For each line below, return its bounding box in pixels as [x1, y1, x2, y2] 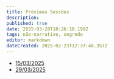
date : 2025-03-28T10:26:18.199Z [6, 26, 88, 32]
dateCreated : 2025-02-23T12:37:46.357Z [6, 43, 108, 49]
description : [6, 15, 40, 21]
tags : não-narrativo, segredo [6, 32, 84, 38]
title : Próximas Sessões [6, 9, 69, 15]
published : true [6, 20, 48, 26]
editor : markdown [6, 37, 51, 43]
